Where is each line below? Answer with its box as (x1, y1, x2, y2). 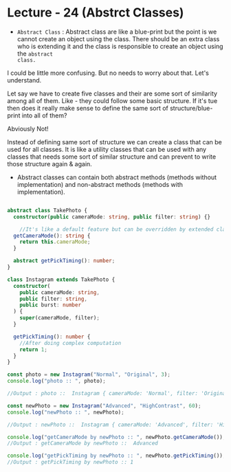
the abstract (16, 49, 54, 58)
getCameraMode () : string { (13, 232, 91, 239)
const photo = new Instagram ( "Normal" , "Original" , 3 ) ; (7, 371, 170, 379)
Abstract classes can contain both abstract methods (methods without (16, 173, 217, 181)
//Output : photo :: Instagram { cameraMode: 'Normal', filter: (7, 390, 198, 397)
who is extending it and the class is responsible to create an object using (16, 42, 223, 50)
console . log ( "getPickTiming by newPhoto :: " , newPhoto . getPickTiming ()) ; (7, 452, 226, 460)
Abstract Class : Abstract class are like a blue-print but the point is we (16, 27, 217, 36)
